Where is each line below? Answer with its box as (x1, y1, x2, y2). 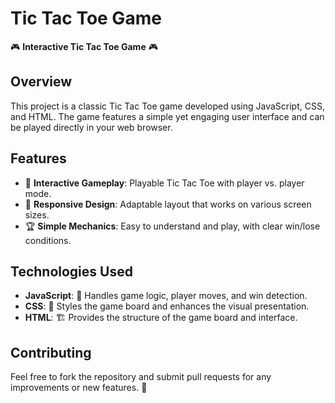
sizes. (24, 208, 50, 221)
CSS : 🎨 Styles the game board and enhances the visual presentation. (24, 300, 310, 312)
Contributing (10, 344, 92, 361)
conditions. (24, 234, 72, 246)
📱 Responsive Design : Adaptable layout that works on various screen (24, 198, 312, 210)
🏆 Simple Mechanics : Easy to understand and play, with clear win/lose (24, 220, 321, 232)
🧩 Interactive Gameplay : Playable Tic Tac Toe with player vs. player (24, 177, 305, 189)
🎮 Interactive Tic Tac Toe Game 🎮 (10, 40, 158, 52)
